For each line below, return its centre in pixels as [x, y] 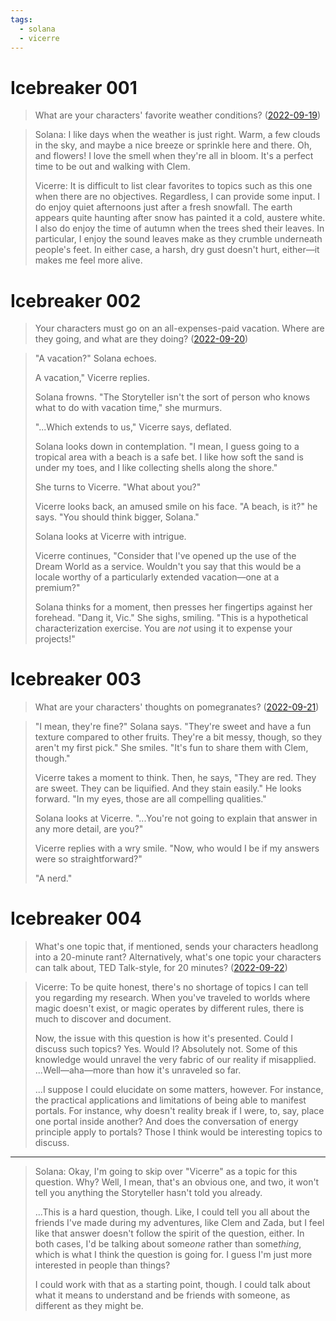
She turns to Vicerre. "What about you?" [118, 487]
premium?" [57, 588]
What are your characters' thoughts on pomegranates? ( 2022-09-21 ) [177, 707]
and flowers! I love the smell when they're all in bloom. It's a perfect [174, 156]
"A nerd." [53, 878]
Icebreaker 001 [74, 87]
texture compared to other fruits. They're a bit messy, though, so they [178, 737]
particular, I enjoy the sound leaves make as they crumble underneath [178, 239]
